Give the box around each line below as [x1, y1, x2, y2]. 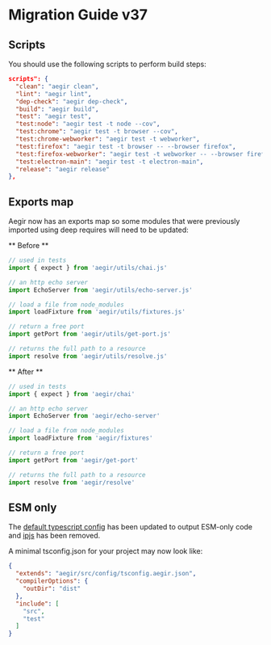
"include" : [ [15, 600, 60, 608]
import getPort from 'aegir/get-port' [8, 456, 139, 464]
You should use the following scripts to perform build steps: [8, 59, 207, 69]
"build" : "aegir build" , [15, 105, 99, 113]
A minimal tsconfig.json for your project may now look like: [8, 546, 203, 556]
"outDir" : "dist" [23, 584, 81, 592]
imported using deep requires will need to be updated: [8, 225, 190, 235]
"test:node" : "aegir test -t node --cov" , [15, 120, 161, 129]
